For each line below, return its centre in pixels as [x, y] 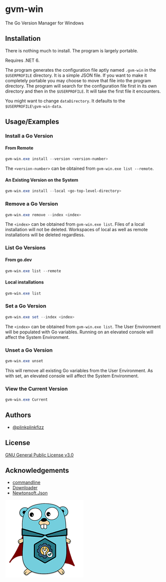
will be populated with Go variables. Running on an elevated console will [79, 332]
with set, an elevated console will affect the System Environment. [72, 376]
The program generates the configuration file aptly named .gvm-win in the [81, 70]
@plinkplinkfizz [28, 427]
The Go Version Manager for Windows [44, 23]
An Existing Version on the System [42, 180]
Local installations [24, 282]
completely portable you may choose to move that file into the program [78, 80]
